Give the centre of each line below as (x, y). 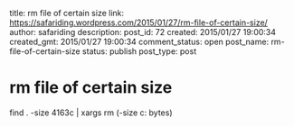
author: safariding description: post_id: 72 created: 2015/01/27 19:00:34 (143, 32)
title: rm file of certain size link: (67, 13)
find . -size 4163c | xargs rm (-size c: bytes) (91, 113)
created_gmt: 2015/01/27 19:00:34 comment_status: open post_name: (139, 41)
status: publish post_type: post (139, 51)
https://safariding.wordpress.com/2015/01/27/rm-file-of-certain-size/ (139, 23)
